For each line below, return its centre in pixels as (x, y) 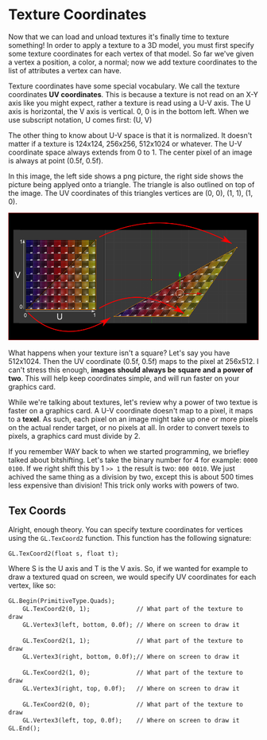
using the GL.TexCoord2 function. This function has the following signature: (130, 538)
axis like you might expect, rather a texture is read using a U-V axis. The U (130, 103)
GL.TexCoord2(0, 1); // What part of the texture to (133, 609)
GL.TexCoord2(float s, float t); (64, 554)
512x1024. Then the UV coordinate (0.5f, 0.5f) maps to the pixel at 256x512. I (133, 362)
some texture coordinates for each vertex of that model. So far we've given (131, 53)
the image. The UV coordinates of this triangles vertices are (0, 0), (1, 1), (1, (131, 193)
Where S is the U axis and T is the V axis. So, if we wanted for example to (128, 569)
